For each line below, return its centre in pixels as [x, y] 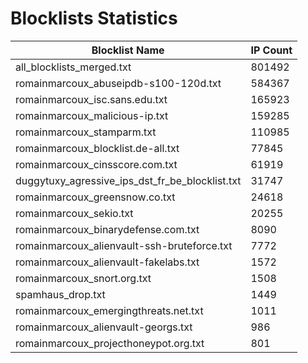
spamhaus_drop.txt [60, 294]
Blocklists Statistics [94, 18]
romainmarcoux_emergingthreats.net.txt [109, 310]
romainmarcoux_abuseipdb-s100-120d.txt [118, 83]
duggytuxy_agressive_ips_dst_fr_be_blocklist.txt [128, 180]
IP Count [271, 50]
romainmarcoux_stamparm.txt [86, 132]
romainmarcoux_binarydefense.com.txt [107, 229]
